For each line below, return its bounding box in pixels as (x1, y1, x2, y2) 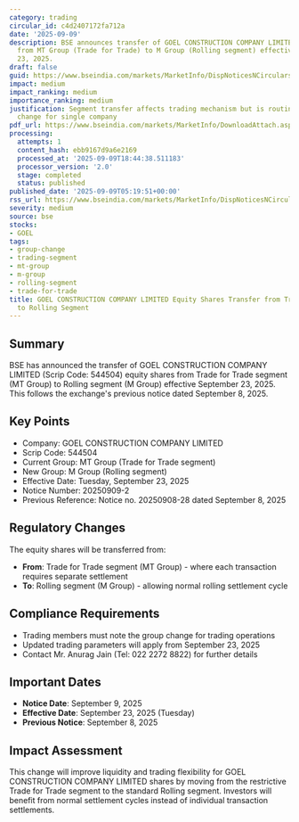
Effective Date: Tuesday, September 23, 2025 (21, 475, 190, 486)
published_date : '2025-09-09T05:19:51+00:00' (9, 187, 181, 196)
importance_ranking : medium (9, 95, 114, 105)
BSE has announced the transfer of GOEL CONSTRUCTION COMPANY (9, 360, 268, 371)
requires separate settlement (21, 571, 129, 581)
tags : (9, 237, 29, 246)
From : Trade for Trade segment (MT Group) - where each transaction (21, 561, 278, 571)
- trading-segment (9, 253, 77, 263)
